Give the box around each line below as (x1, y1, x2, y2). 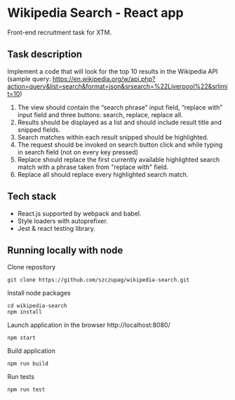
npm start (7, 335, 36, 342)
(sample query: (7, 74, 51, 83)
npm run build (7, 360, 49, 368)
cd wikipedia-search (7, 302, 68, 309)
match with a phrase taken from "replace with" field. (17, 163, 169, 171)
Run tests (7, 373, 35, 381)
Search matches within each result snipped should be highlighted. (17, 133, 209, 141)
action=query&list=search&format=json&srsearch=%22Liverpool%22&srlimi (7, 82, 228, 91)
